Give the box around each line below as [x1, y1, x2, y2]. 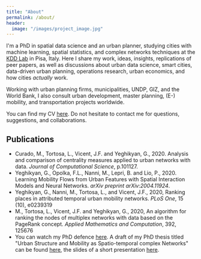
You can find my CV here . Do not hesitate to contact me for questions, [6, 110, 180, 117]
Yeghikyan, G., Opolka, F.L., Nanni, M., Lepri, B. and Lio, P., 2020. [14, 169, 177, 176]
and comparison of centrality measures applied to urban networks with [14, 157, 191, 164]
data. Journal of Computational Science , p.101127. [14, 163, 138, 170]
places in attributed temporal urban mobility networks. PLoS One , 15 [14, 195, 184, 202]
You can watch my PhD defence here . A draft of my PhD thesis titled [14, 233, 184, 241]
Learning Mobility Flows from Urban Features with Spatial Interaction [14, 176, 185, 183]
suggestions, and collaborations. [6, 117, 87, 124]
